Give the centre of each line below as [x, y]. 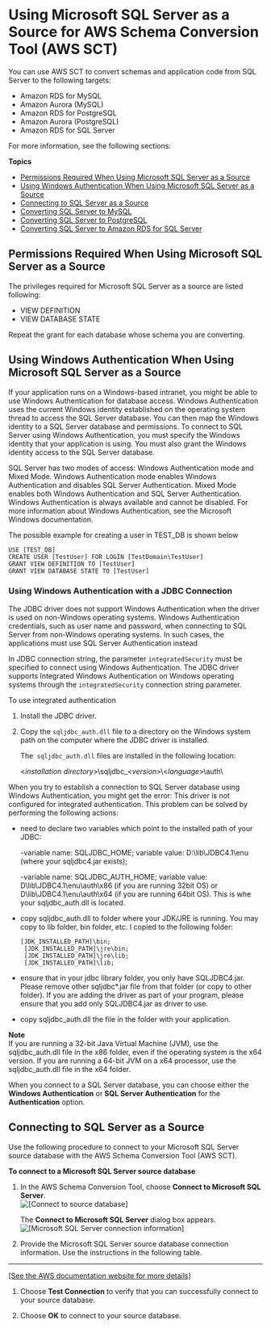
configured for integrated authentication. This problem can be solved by [128, 804]
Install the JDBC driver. [58, 716]
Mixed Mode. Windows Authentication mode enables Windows [113, 476]
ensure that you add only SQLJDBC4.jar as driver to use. [114, 1003]
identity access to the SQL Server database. [81, 452]
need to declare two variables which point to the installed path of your [136, 828]
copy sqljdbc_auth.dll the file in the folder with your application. [125, 1019]
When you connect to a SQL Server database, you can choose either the [129, 1085]
